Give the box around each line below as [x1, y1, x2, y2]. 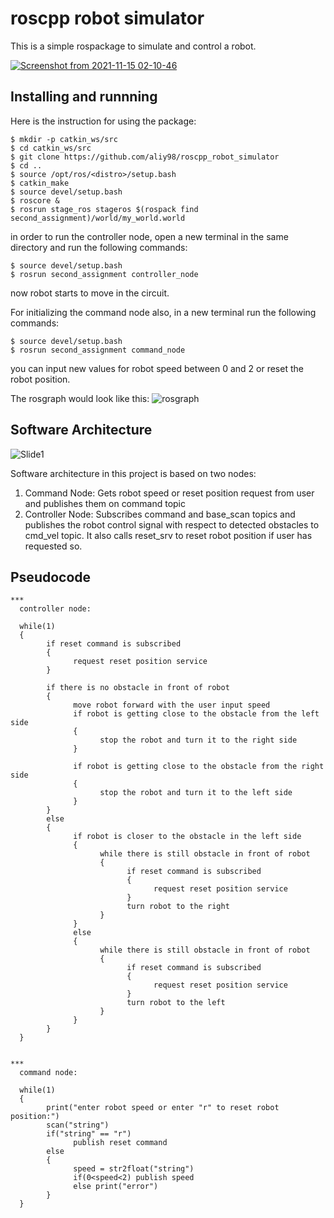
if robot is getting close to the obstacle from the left [73, 709, 320, 719]
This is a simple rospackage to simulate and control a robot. [10, 40, 257, 52]
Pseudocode [10, 568, 92, 586]
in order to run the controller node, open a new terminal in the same [10, 230, 289, 242]
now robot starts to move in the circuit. [10, 287, 170, 299]
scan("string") [46, 1120, 110, 1131]
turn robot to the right [126, 902, 230, 912]
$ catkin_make [10, 178, 70, 188]
